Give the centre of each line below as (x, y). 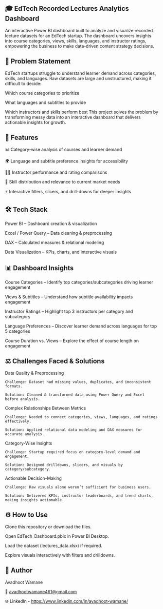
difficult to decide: (23, 83)
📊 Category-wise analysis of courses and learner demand (64, 150)
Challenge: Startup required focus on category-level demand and (72, 452)
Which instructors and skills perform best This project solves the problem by (82, 112)
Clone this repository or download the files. (48, 527)
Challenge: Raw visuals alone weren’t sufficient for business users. (78, 487)
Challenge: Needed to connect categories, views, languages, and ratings (81, 417)
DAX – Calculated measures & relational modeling (54, 243)
